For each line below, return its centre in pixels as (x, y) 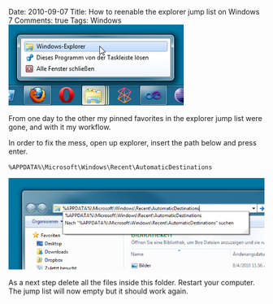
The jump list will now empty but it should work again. (98, 291)
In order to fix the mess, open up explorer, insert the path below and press (133, 143)
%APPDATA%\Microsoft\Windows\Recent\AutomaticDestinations (110, 167)
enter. (18, 151)
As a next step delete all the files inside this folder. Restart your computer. (132, 283)
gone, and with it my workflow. (60, 127)
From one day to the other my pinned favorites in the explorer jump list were (135, 118)
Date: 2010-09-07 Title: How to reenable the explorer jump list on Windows (134, 12)
